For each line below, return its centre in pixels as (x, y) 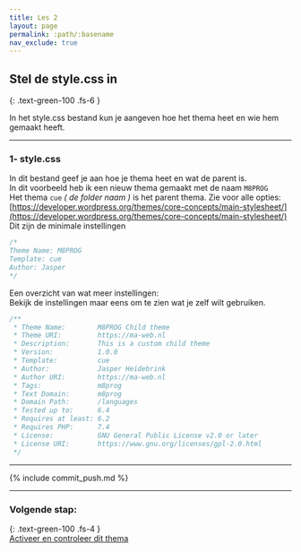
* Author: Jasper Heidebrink (90, 368)
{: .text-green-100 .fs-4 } (55, 529)
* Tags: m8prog (68, 385)
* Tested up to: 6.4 (61, 410)
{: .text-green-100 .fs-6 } (55, 100)
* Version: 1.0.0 (65, 352)
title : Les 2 (34, 17)
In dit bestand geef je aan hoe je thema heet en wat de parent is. (129, 178)
